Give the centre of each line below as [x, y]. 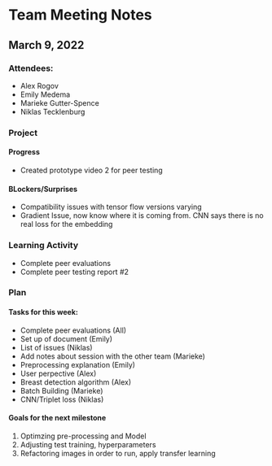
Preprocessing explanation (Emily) [78, 364]
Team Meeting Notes [80, 15]
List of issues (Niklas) [56, 347]
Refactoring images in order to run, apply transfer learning [118, 453]
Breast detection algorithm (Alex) [76, 382]
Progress [24, 152]
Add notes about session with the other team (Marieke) [113, 356]
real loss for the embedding [66, 224]
